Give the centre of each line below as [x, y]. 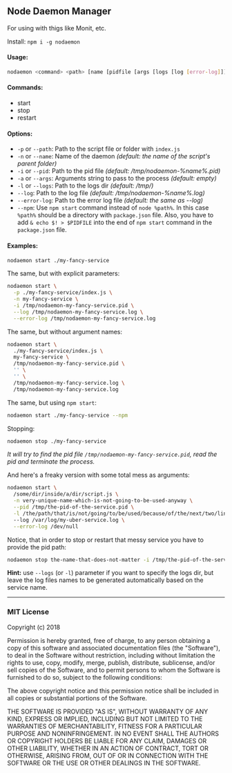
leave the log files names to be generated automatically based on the [105, 580]
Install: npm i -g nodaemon [44, 42]
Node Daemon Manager [59, 11]
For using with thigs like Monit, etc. [57, 28]
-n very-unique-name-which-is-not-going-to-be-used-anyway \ [103, 501]
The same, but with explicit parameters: [64, 273]
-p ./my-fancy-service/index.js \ [63, 293]
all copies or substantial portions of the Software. [77, 698]
